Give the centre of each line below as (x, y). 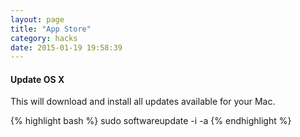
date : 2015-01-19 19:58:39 (66, 47)
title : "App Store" (51, 29)
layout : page (37, 19)
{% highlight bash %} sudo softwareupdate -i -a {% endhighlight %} (151, 121)
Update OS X (37, 79)
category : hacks (44, 38)
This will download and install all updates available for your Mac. (143, 102)
